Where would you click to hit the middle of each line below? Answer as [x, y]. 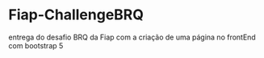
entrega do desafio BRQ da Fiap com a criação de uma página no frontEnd [132, 37]
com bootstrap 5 [36, 45]
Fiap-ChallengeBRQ [76, 15]
